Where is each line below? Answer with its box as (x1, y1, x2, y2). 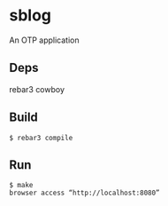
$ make (9, 181, 34, 190)
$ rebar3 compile (9, 133, 73, 142)
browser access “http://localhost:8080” (9, 188, 161, 198)
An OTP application (9, 35, 80, 45)
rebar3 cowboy (9, 83, 65, 94)
